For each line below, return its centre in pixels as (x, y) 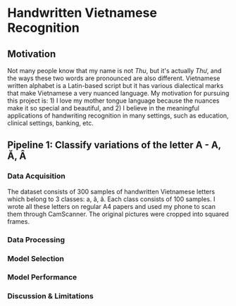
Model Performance (42, 277)
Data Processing (36, 239)
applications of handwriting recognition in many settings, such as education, (118, 115)
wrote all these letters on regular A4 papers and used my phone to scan (112, 206)
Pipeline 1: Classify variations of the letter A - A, (114, 145)
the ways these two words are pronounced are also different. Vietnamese (114, 78)
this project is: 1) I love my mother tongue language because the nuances (113, 101)
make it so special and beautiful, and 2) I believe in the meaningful (103, 108)
